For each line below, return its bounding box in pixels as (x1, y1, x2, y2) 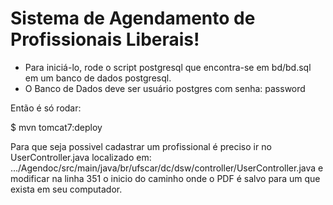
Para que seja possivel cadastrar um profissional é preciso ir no (10, 140, 272, 152)
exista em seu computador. (10, 183, 123, 195)
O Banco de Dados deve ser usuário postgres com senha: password (24, 82, 306, 94)
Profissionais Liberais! (10, 28, 200, 51)
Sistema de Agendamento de (10, 7, 256, 30)
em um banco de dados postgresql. (24, 72, 172, 84)
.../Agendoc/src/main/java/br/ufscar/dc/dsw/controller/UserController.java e (10, 162, 324, 174)
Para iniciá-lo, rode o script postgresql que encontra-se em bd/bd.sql (24, 61, 312, 73)
